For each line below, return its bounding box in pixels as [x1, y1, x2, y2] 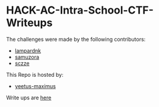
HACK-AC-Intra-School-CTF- [6, 4, 154, 17]
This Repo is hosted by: [6, 71, 63, 78]
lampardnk [14, 47, 42, 54]
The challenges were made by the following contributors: [6, 35, 146, 43]
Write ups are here [6, 94, 52, 101]
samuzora [14, 53, 40, 60]
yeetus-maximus [14, 82, 56, 89]
